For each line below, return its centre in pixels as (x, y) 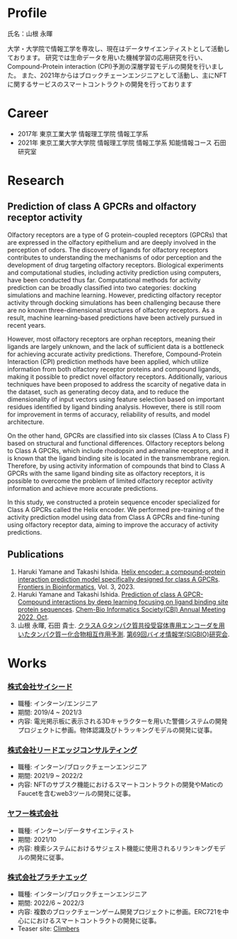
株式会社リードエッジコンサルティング (73, 750)
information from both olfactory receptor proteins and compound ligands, (114, 369)
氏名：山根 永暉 (30, 33)
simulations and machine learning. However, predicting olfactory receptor (114, 295)
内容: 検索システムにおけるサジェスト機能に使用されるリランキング (115, 848)
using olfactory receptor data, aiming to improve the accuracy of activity (113, 524)
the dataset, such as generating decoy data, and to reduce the (98, 391)
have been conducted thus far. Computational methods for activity (104, 280)
